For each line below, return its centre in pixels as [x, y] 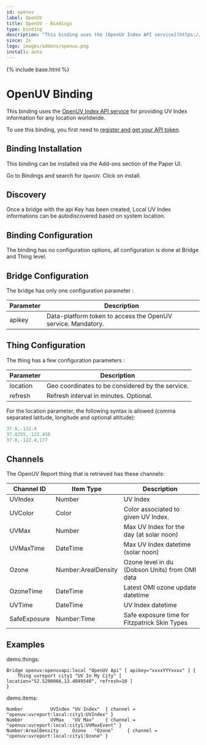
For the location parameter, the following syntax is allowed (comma [91, 411]
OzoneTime [26, 591]
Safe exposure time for [156, 615]
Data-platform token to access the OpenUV [109, 316]
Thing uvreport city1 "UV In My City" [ [70, 676]
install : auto [25, 52]
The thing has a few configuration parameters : [66, 360]
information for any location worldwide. [56, 118]
